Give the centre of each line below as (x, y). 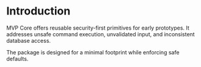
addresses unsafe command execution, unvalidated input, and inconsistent (100, 34)
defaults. (17, 59)
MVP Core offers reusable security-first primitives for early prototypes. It (98, 28)
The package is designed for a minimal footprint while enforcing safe (93, 52)
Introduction (38, 11)
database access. (28, 40)
